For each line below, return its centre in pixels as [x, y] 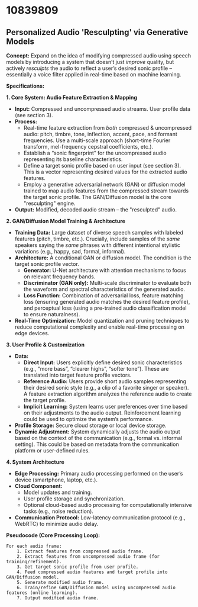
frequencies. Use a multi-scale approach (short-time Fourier [97, 140]
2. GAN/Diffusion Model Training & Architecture [66, 221]
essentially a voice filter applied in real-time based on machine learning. [94, 74]
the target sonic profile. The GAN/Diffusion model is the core [97, 197]
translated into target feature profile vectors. [77, 375]
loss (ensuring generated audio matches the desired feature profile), [107, 302]
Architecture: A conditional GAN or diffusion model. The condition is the [103, 258]
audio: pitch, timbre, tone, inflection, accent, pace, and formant [100, 134]
